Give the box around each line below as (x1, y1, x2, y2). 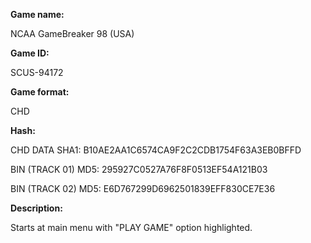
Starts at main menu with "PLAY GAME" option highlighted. (10, 222, 253, 233)
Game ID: (10, 47, 50, 59)
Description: (10, 202, 63, 214)
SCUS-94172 (10, 67, 64, 78)
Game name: (10, 9, 65, 20)
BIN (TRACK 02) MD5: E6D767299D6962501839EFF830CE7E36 (10, 183, 276, 194)
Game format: (10, 86, 70, 98)
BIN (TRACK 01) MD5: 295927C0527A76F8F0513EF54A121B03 (10, 164, 268, 175)
